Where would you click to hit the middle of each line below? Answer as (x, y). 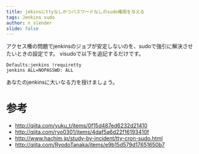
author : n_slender (29, 23)
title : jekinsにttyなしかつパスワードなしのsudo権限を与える (76, 12)
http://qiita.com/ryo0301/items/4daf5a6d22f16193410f (82, 132)
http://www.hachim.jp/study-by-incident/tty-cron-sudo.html (89, 138)
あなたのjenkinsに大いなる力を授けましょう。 (62, 82)
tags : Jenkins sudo (31, 17)
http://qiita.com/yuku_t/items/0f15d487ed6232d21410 (81, 126)
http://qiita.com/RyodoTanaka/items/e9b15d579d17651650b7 (90, 145)
